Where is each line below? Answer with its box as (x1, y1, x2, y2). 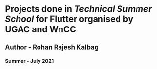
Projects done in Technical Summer (5, 3, 152, 14)
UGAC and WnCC (5, 24, 77, 35)
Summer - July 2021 (5, 57, 54, 64)
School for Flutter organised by (5, 14, 134, 25)
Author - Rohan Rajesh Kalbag (5, 43, 99, 51)
